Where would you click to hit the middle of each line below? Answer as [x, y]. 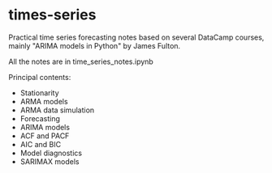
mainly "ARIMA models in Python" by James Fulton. [95, 45]
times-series [52, 15]
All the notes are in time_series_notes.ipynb [81, 61]
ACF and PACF [45, 136]
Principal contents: [40, 77]
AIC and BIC [41, 144]
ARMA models [44, 101]
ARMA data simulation [57, 110]
